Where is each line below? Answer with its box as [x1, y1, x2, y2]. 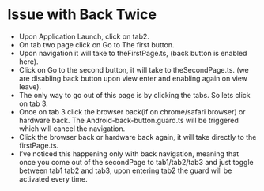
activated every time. [18, 174, 88, 183]
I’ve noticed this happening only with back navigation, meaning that [18, 148, 239, 159]
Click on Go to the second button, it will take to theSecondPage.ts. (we [18, 65, 250, 74]
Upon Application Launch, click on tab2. [18, 32, 149, 41]
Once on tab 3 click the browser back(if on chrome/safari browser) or [18, 107, 246, 116]
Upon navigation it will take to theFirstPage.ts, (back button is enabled [18, 48, 247, 58]
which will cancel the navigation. [18, 124, 126, 133]
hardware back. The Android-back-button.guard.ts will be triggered [18, 115, 239, 125]
